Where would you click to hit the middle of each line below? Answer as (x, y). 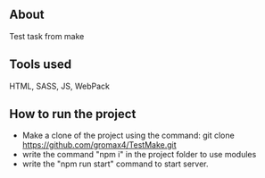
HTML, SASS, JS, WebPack (59, 86)
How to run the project (73, 114)
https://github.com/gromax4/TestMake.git (99, 145)
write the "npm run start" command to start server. (115, 164)
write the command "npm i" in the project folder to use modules (139, 155)
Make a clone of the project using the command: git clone (128, 136)
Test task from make (47, 36)
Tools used (41, 65)
